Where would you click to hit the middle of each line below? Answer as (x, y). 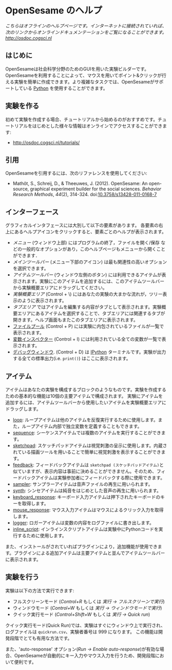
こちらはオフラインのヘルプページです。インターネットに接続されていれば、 (86, 26)
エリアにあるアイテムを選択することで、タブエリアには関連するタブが (91, 313)
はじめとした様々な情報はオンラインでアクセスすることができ (97, 126)
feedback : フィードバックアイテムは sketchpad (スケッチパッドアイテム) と (88, 465)
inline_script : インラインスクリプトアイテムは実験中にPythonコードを (86, 529)
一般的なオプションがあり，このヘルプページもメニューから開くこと (94, 249)
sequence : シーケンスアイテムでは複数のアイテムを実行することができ (87, 433)
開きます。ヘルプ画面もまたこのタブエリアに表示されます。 (75, 320)
